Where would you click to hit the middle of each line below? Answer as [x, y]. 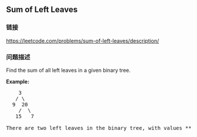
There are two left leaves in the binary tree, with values [94, 128]
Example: [18, 81]
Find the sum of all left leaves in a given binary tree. [68, 70]
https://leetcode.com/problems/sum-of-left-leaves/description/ [83, 41]
